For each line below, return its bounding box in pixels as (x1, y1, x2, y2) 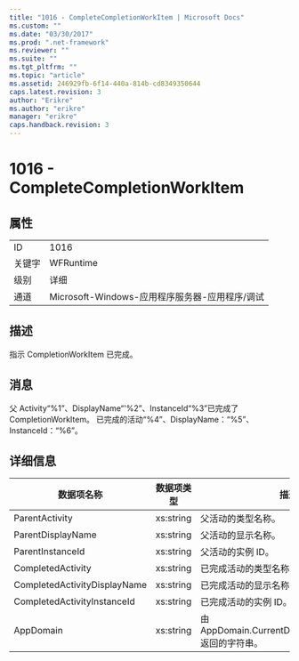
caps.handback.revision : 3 (9, 121, 109, 130)
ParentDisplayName (13, 528, 97, 541)
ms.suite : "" (9, 54, 58, 63)
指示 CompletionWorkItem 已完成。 (9, 349, 138, 359)
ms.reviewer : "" (9, 46, 69, 55)
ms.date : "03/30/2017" (9, 29, 93, 38)
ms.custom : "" (9, 21, 62, 30)
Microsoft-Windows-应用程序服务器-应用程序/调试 (49, 291, 265, 302)
